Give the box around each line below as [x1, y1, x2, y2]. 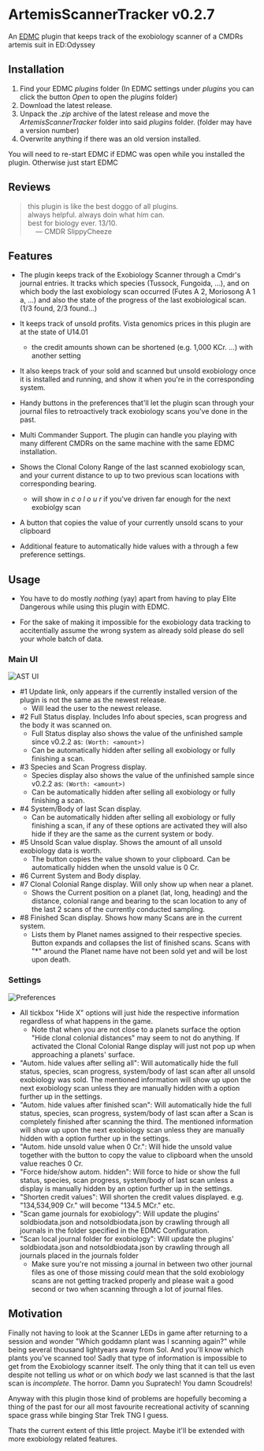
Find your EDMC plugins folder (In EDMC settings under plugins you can [19, 84, 255, 93]
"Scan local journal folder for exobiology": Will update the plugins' [19, 1233, 234, 1243]
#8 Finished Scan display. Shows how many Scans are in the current [19, 913, 243, 923]
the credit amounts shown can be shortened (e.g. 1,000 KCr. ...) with [31, 343, 254, 352]
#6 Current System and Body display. [19, 871, 142, 880]
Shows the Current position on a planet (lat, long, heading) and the [31, 888, 248, 898]
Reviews [8, 180, 51, 194]
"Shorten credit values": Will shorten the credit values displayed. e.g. [19, 1192, 244, 1201]
